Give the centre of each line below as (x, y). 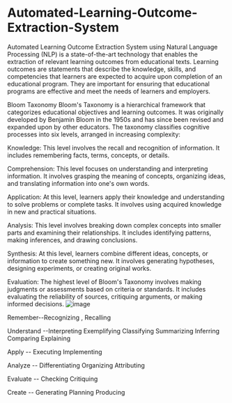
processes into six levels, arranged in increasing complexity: (94, 134)
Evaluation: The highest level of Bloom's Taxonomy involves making (105, 282)
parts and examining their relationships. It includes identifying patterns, (109, 232)
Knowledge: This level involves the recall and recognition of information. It (114, 148)
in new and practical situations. (52, 212)
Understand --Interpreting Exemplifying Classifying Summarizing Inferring (114, 331)
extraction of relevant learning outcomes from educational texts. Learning (113, 61)
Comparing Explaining (39, 338)
